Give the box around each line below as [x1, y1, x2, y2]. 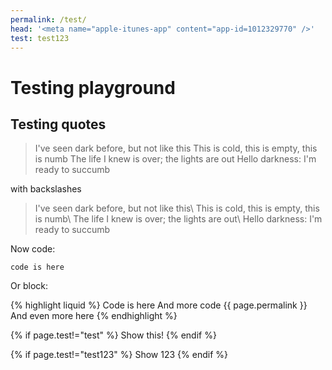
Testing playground [10, 76, 176, 99]
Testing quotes [10, 116, 107, 133]
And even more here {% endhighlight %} [10, 310, 178, 322]
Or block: [10, 280, 48, 292]
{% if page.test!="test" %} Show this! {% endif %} [10, 329, 217, 341]
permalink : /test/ [10, 14, 87, 25]
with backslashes [10, 183, 82, 195]
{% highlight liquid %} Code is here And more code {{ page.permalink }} [10, 299, 308, 311]
